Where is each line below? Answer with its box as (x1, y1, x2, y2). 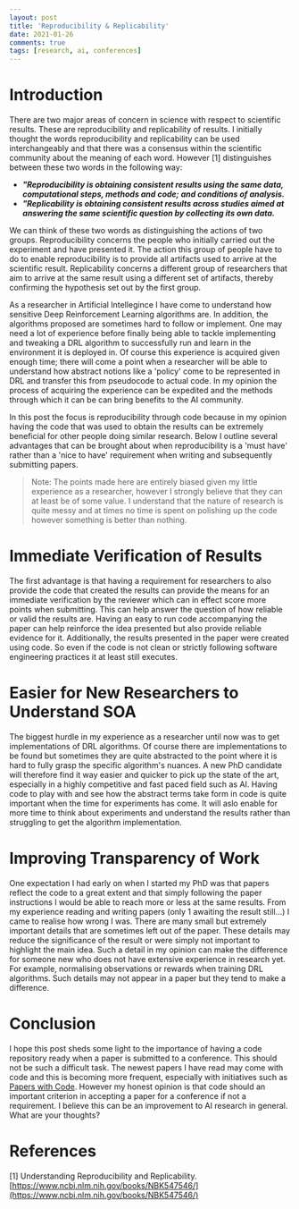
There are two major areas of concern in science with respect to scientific (9, 114, 281, 125)
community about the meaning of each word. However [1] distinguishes (9, 153, 272, 164)
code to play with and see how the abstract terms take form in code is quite (9, 788, 287, 799)
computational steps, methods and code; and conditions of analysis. (21, 189, 286, 199)
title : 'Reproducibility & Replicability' (9, 21, 170, 30)
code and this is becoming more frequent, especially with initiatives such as (9, 1071, 288, 1082)
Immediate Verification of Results (9, 546, 262, 566)
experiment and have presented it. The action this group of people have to (9, 244, 283, 255)
